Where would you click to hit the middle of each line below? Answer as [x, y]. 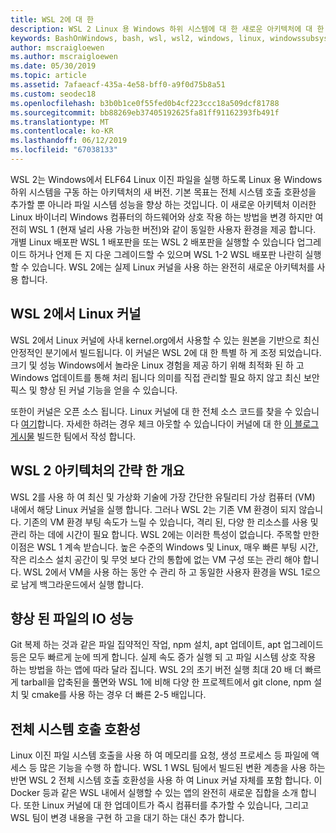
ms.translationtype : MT [60, 122]
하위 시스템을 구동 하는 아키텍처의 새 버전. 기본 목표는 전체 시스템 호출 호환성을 [163, 192]
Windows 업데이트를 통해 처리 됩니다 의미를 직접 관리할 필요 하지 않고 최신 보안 [165, 377]
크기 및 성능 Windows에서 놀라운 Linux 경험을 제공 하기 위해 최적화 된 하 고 [157, 365]
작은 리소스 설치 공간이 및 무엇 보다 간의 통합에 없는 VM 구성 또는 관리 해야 [155, 559]
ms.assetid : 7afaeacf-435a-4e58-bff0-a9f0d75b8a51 [118, 85]
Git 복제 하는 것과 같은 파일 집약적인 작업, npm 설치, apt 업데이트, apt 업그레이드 [167, 645]
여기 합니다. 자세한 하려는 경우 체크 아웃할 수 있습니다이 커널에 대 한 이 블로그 [170, 423]
